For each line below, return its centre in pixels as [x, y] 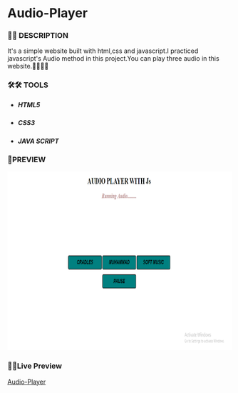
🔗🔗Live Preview [35, 366]
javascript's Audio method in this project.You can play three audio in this [113, 59]
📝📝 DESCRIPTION [38, 36]
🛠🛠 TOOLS [28, 85]
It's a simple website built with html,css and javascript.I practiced [103, 51]
